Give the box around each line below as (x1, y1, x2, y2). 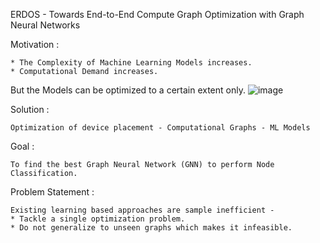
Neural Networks (10, 19, 81, 31)
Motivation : (10, 39, 60, 50)
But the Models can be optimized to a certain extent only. (10, 84, 246, 96)
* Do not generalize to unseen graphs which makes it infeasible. (10, 223, 293, 233)
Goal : (10, 140, 35, 152)
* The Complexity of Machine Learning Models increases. (10, 58, 253, 68)
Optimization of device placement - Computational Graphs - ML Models (10, 123, 311, 133)
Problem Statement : (10, 186, 95, 198)
